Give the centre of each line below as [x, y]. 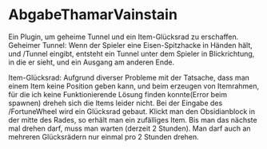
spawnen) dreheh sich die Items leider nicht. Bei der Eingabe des [116, 103]
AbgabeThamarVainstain [93, 15]
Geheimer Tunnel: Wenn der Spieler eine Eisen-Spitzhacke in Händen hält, [131, 45]
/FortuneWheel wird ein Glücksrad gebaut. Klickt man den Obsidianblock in [132, 111]
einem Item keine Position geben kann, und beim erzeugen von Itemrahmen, [134, 86]
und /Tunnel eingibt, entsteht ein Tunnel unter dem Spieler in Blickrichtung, [132, 53]
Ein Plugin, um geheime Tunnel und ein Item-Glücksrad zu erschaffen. [124, 37]
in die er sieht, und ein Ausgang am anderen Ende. [91, 62]
